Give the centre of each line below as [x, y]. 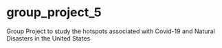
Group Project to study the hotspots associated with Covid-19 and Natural [111, 31]
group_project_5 [54, 13]
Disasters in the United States [48, 38]
